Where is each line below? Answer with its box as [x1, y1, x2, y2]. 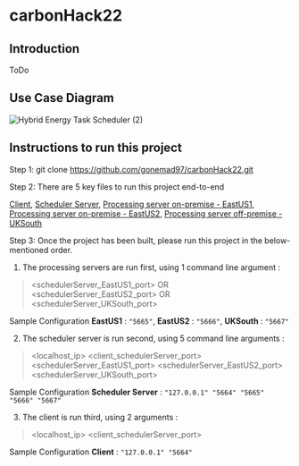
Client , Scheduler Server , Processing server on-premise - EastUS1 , [9, 199, 255, 209]
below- [264, 234, 291, 246]
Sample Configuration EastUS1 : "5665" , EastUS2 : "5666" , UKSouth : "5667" [9, 315, 290, 326]
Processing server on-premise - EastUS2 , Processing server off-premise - [9, 208, 283, 219]
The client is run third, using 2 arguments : [21, 411, 179, 422]
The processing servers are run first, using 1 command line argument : [21, 261, 281, 273]
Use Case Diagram [9, 90, 114, 106]
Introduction [9, 41, 80, 56]
